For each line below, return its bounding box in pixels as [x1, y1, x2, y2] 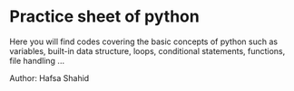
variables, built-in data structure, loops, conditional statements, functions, [9, 45, 286, 56]
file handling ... [9, 55, 65, 66]
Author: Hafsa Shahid [9, 72, 90, 83]
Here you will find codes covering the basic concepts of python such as [9, 36, 279, 47]
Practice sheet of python [9, 6, 200, 27]
